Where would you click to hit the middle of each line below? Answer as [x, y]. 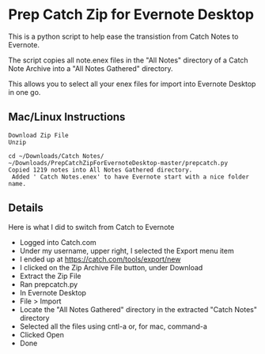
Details [26, 208]
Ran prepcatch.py [49, 284]
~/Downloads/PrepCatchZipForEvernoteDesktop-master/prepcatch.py [118, 163]
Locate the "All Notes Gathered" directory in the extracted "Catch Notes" [138, 309]
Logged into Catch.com [58, 242]
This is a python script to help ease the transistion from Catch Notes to [123, 36]
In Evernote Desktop [53, 292]
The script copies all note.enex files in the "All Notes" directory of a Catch [128, 60]
